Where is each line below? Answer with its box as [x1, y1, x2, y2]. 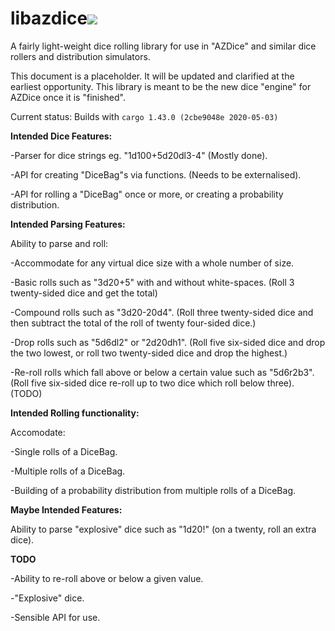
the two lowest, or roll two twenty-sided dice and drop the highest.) [10, 347, 288, 359]
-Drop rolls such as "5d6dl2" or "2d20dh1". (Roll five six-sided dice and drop [10, 336, 326, 348]
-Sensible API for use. [10, 611, 101, 623]
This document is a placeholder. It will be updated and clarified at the [10, 70, 295, 82]
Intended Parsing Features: [10, 218, 126, 230]
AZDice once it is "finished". [10, 91, 127, 103]
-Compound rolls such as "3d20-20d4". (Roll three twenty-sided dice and [10, 306, 314, 318]
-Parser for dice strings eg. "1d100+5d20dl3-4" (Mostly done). [10, 149, 268, 161]
